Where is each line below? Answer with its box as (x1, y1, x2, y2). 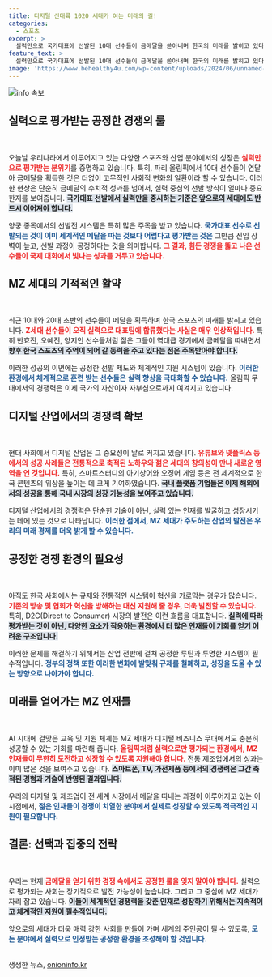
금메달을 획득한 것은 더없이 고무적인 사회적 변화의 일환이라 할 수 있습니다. (16, 173, 249, 182)
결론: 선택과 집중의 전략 (8, 838, 118, 851)
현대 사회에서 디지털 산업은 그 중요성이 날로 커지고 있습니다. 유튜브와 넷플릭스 (8, 448, 253, 458)
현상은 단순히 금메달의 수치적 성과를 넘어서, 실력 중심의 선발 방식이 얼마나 (16, 183, 249, 193)
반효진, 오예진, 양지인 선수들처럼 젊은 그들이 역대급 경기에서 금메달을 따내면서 (16, 335, 261, 345)
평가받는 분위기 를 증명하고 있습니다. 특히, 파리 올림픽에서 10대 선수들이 (23, 163, 246, 173)
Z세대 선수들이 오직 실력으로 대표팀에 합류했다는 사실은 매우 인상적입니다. (25, 326, 255, 335)
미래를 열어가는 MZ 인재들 (8, 694, 131, 709)
